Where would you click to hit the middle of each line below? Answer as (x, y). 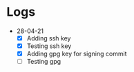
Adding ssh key (49, 38)
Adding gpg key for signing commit (77, 54)
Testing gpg (44, 62)
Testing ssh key (49, 46)
